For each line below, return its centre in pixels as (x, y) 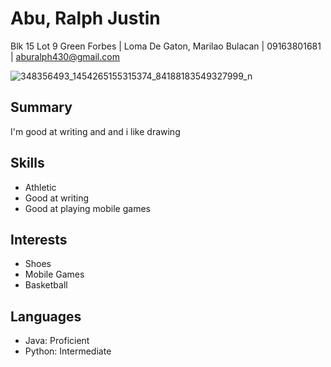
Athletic (40, 187)
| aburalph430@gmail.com (65, 56)
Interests (39, 239)
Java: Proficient (57, 341)
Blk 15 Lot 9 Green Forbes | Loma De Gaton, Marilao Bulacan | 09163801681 (166, 46)
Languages (46, 316)
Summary (41, 107)
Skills (27, 163)
